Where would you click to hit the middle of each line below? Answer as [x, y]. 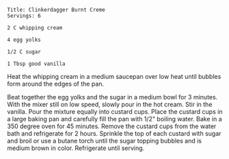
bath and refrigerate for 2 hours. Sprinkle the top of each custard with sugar [114, 133]
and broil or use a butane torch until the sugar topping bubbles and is [104, 141]
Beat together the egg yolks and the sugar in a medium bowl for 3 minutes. [112, 97]
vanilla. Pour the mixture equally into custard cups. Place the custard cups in [115, 112]
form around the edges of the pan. [56, 84]
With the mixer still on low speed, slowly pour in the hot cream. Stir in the [110, 104]
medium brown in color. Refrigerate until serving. [76, 148]
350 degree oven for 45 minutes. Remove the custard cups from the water [112, 126]
